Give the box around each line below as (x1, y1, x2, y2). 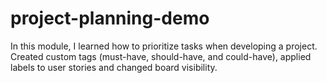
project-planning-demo (10, 7, 210, 30)
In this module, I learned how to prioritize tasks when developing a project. (10, 40, 318, 52)
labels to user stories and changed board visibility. (10, 61, 218, 73)
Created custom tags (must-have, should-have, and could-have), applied (10, 50, 312, 62)
